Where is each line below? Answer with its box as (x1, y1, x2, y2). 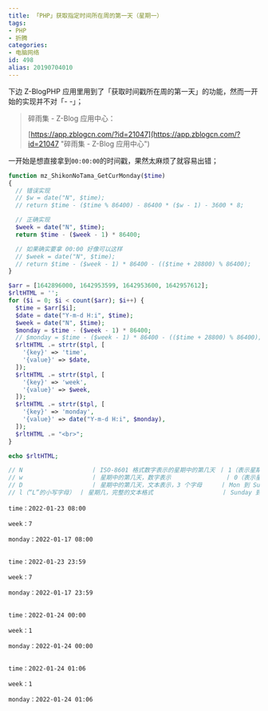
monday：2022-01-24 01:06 (8, 695, 93, 703)
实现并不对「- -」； (22, 97, 84, 106)
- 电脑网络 (8, 49, 40, 57)
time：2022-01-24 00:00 (8, 611, 86, 619)
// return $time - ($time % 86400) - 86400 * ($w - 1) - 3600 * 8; (15, 201, 245, 210)
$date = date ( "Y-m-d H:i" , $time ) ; (15, 311, 134, 319)
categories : (8, 41, 48, 49)
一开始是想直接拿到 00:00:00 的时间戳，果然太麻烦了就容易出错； (8, 156, 219, 165)
